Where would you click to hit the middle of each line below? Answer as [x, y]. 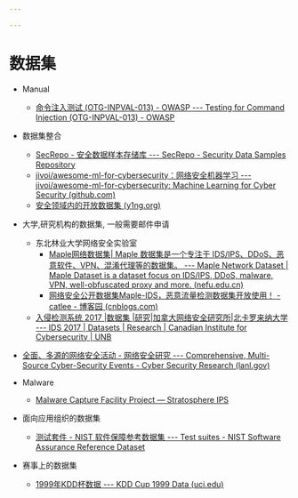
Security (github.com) [75, 194]
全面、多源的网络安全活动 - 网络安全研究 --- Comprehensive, [134, 355]
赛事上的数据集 [49, 465]
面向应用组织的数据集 [61, 418]
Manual [36, 89]
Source [35, 365]
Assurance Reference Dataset [90, 446]
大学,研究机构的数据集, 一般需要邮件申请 [96, 224]
